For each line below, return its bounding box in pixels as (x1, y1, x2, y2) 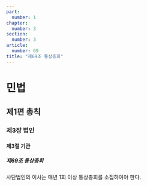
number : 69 (11, 48, 39, 54)
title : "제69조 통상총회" (6, 53, 64, 59)
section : (6, 31, 28, 37)
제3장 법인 (6, 127, 35, 135)
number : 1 (11, 14, 36, 20)
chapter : (6, 20, 28, 26)
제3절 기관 (6, 142, 31, 149)
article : (6, 43, 28, 49)
